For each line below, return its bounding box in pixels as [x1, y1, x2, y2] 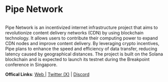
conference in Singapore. [5, 61, 58, 67]
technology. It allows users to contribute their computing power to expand [5, 35, 158, 41]
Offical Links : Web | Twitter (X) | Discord [5, 71, 90, 77]
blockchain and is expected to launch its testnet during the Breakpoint [5, 56, 150, 62]
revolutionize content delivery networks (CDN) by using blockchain [5, 29, 144, 35]
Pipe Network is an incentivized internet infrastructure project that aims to [5, 24, 158, 30]
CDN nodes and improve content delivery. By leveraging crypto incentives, [5, 40, 159, 46]
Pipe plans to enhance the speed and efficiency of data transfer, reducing [5, 45, 157, 51]
